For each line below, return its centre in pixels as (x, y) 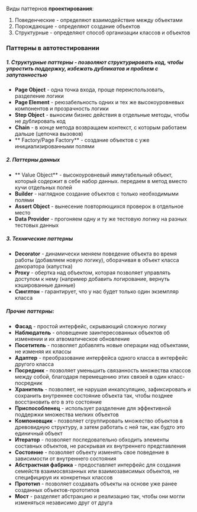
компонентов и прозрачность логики (62, 108)
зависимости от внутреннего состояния (65, 458)
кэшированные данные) (45, 285)
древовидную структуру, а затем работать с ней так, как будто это (100, 427)
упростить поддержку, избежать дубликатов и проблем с (82, 68)
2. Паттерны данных (33, 160)
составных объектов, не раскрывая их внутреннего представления (100, 446)
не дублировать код (40, 121)
